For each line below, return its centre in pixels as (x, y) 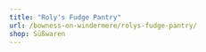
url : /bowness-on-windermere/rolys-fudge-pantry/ (103, 26)
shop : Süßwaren (37, 33)
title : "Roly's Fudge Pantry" (66, 17)
